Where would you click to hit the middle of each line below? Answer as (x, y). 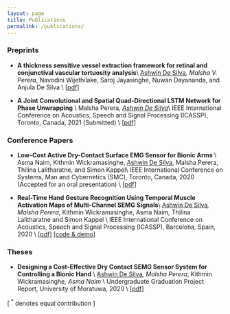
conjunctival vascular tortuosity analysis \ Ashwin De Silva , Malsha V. (117, 72)
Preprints (23, 50)
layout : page (26, 13)
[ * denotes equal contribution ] (51, 303)
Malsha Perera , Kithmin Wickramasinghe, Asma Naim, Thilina (104, 212)
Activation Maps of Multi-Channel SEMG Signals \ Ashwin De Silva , (113, 205)
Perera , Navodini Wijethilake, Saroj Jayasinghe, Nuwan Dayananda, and (118, 80)
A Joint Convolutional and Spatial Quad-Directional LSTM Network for (119, 100)
